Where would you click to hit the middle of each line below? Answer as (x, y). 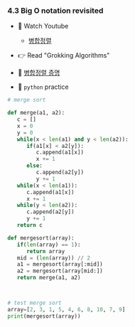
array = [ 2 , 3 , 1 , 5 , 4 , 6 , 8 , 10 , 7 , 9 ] (66, 309)
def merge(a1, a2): (36, 113)
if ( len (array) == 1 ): (49, 245)
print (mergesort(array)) (44, 316)
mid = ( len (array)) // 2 (54, 258)
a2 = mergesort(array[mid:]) (60, 271)
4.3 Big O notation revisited (55, 11)
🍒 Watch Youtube (43, 26)
